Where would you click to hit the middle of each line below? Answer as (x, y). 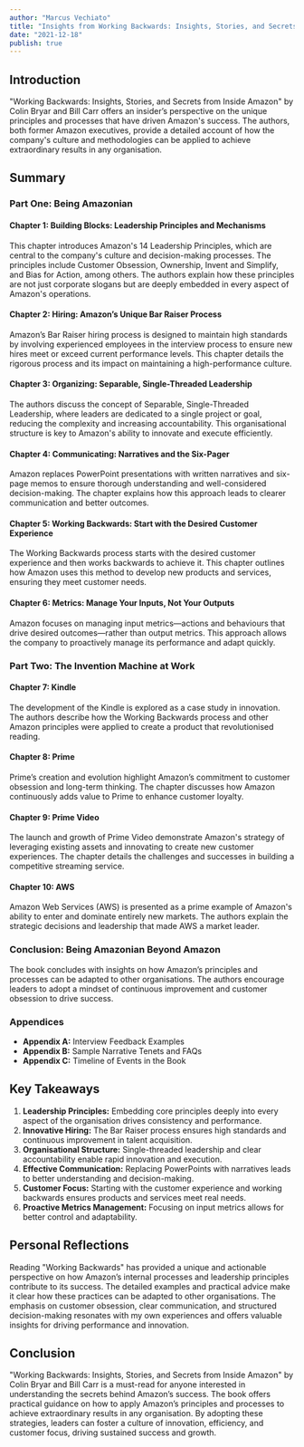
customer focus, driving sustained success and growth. (113, 1433)
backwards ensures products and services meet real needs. (134, 1197)
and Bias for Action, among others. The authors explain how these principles (152, 274)
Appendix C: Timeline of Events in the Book (104, 1060)
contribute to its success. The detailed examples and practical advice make (150, 1286)
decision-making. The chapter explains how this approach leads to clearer (148, 494)
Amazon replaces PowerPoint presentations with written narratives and (142, 474)
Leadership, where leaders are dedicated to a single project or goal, (136, 414)
